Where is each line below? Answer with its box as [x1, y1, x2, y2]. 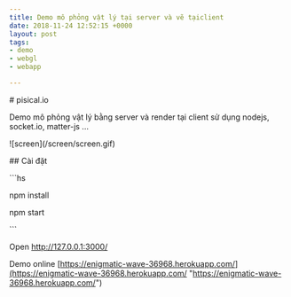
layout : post [9, 29, 58, 38]
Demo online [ [9, 258, 60, 269]
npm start [9, 207, 45, 217]
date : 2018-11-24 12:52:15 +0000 [9, 21, 133, 30]
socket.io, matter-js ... [9, 121, 89, 131]
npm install [9, 190, 50, 200]
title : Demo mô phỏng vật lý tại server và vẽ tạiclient [9, 12, 224, 22]
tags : [9, 37, 29, 47]
